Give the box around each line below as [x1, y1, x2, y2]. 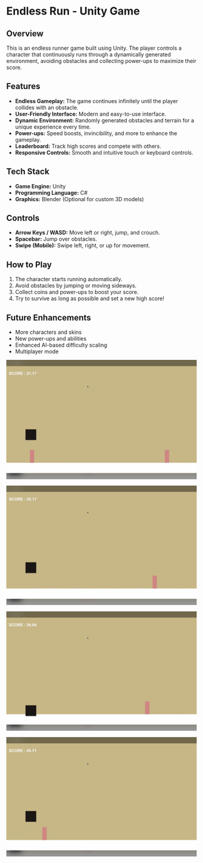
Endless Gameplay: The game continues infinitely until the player [14, 97, 178, 104]
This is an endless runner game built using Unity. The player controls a [6, 44, 182, 52]
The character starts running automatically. [14, 276, 123, 283]
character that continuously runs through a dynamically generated [6, 51, 171, 58]
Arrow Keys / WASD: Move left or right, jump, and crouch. [14, 229, 160, 236]
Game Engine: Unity [14, 182, 66, 190]
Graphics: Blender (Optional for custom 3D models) [14, 195, 144, 202]
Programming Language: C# [14, 189, 88, 196]
